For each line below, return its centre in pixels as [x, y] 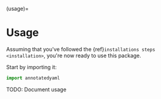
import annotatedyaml [33, 78]
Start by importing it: [31, 67]
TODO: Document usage [37, 89]
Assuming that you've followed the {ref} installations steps [81, 49]
